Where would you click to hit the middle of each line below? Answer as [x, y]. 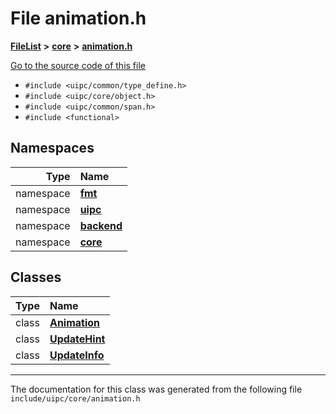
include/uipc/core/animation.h [75, 398]
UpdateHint [77, 339]
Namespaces [52, 148]
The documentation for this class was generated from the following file [156, 389]
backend [101, 225]
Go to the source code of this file [78, 65]
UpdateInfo [77, 355]
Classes [36, 277]
